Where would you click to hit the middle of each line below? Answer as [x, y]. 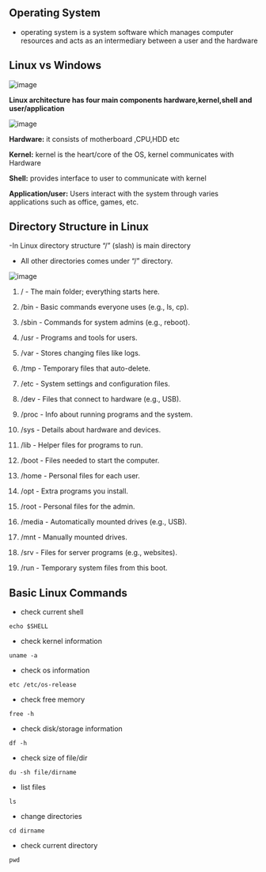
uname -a [23, 656]
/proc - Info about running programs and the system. [106, 414]
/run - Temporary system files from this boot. [94, 568]
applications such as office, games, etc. [74, 202]
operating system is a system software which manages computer [127, 32]
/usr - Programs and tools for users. [79, 338]
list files [33, 787]
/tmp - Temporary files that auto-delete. [85, 368]
